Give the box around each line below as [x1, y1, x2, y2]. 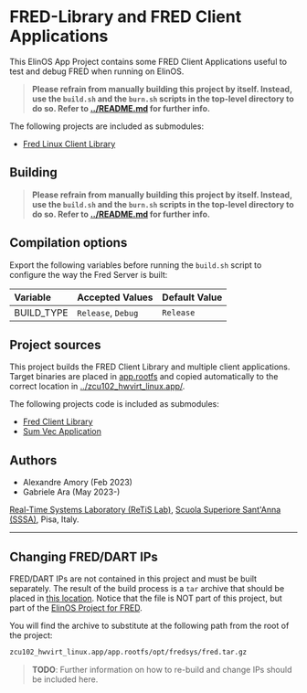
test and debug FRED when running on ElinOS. [9, 66, 185, 77]
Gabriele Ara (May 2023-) [22, 486, 121, 497]
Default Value [162, 291, 223, 304]
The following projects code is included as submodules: [9, 399, 219, 410]
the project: [9, 630, 53, 641]
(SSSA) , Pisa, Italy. [9, 514, 79, 525]
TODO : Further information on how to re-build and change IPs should [31, 664, 292, 675]
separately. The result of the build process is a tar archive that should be [9, 583, 285, 593]
